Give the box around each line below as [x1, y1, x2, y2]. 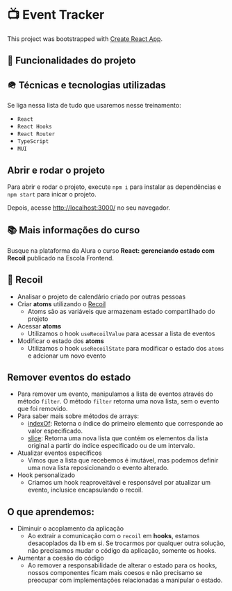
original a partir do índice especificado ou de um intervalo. [27, 442, 196, 450]
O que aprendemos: [7, 506, 95, 517]
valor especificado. [27, 426, 83, 435]
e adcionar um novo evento [27, 351, 106, 360]
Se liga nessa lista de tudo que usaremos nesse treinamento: [7, 101, 182, 110]
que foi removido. [17, 405, 68, 413]
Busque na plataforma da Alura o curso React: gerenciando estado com [7, 246, 215, 255]
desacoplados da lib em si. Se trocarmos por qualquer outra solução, [27, 539, 226, 547]
